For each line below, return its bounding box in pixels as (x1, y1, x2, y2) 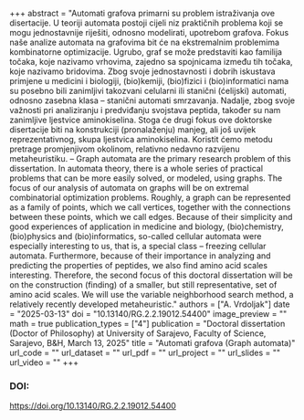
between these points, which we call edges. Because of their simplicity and (9, 212, 293, 222)
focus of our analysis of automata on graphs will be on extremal (9, 183, 249, 193)
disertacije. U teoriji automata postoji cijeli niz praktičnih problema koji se (9, 17, 284, 28)
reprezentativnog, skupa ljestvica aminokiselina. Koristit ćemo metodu (9, 134, 274, 144)
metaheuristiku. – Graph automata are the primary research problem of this (9, 153, 291, 163)
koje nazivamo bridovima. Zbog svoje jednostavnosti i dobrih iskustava (9, 66, 276, 77)
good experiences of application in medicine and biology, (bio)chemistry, (9, 221, 285, 232)
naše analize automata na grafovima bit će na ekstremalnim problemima (9, 37, 280, 47)
